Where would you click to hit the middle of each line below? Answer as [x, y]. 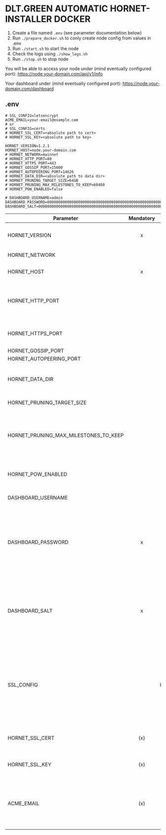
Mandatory [142, 218]
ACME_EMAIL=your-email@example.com [42, 120]
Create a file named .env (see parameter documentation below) [77, 33]
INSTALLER [29, 19]
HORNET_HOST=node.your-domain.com [41, 150]
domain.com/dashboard [30, 88]
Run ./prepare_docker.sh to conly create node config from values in [82, 38]
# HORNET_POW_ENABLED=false [34, 189]
